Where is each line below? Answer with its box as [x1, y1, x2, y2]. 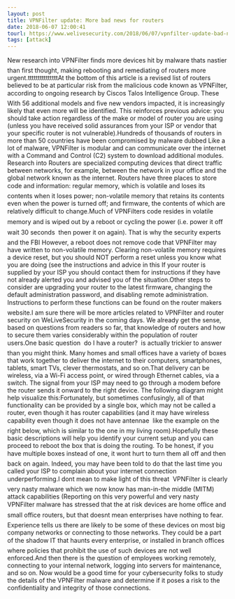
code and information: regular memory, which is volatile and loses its [7, 182, 206, 190]
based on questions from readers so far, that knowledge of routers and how [7, 324, 226, 332]
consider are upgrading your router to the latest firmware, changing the [7, 283, 213, 291]
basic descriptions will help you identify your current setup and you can [7, 434, 214, 442]
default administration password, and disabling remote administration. [7, 291, 208, 299]
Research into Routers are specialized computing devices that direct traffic [7, 159, 222, 167]
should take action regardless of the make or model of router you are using [7, 114, 223, 123]
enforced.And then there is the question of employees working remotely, [7, 554, 217, 562]
